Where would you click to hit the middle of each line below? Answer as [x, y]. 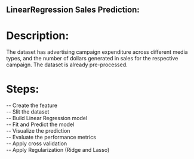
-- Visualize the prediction [38, 131]
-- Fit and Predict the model [40, 124]
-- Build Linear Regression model [47, 118]
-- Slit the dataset [28, 112]
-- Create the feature [32, 106]
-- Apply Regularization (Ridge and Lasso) [58, 150]
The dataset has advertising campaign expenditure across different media [97, 52]
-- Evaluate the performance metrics [51, 137]
